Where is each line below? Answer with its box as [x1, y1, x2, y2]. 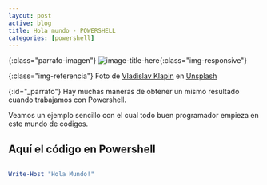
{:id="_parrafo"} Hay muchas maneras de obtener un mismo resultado [8, 87, 240, 96]
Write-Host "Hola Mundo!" [8, 171, 94, 179]
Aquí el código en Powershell [8, 142, 156, 155]
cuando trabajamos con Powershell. [8, 95, 126, 104]
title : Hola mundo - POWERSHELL [8, 26, 116, 34]
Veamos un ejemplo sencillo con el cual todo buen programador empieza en [8, 111, 260, 120]
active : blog [8, 19, 52, 27]
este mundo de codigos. [8, 119, 89, 128]
